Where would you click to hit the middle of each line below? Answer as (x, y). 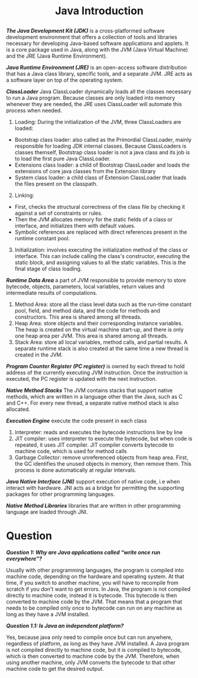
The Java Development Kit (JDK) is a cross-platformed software (85, 31)
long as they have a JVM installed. (48, 615)
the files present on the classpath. (56, 184)
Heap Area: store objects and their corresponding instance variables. (99, 323)
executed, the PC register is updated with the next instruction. (82, 379)
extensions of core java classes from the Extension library (85, 171)
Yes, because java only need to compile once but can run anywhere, (90, 637)
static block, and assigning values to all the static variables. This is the (100, 263)
